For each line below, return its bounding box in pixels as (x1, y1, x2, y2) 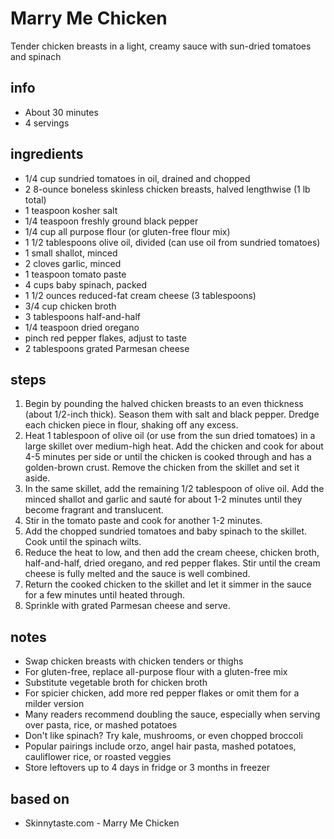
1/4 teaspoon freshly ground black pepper (24, 215, 199, 227)
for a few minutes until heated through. (24, 589, 186, 601)
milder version (24, 698, 85, 710)
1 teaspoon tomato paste (24, 268, 127, 280)
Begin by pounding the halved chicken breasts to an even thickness (24, 398, 304, 410)
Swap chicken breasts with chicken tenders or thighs (24, 655, 244, 667)
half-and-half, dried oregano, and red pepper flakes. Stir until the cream (24, 557, 321, 569)
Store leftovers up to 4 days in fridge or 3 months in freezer (24, 762, 270, 774)
